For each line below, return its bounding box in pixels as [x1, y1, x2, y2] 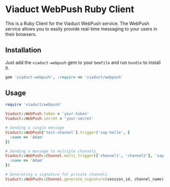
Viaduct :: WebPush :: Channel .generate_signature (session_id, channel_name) [5, 176, 164, 181]
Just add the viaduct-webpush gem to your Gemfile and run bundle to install [5, 59, 161, 66]
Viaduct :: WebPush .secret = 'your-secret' [5, 116, 94, 121]
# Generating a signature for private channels [5, 172, 108, 177]
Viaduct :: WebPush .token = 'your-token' [5, 111, 90, 116]
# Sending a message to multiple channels [5, 148, 96, 153]
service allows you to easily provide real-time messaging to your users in [5, 25, 158, 32]
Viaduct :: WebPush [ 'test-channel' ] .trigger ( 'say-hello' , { [5, 130, 130, 135]
